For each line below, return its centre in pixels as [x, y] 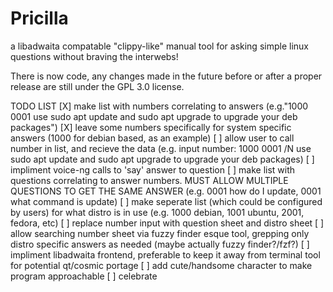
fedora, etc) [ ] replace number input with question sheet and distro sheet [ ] [167, 223]
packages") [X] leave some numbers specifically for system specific [151, 127]
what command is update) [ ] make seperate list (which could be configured [166, 201]
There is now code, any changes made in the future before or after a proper [166, 76]
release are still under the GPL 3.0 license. [97, 86]
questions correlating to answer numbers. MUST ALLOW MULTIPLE [149, 180]
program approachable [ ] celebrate [84, 276]
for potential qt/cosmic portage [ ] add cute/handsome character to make [161, 265]
